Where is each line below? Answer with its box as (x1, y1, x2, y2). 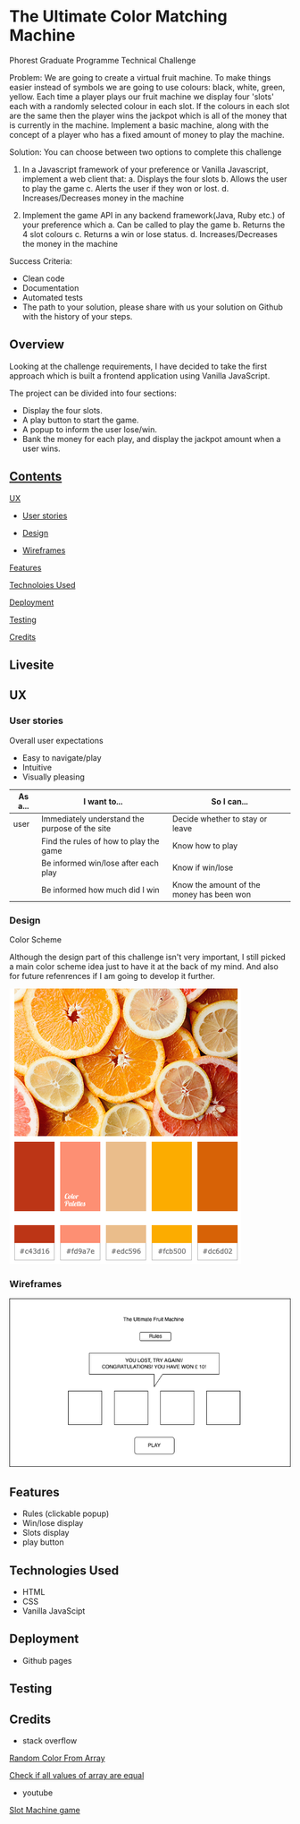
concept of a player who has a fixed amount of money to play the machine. (9, 129, 285, 140)
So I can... (211, 796, 248, 806)
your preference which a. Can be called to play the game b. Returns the (21, 219, 286, 230)
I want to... (83, 796, 123, 806)
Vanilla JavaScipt (21, 1606, 86, 1616)
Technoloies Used (9, 579, 76, 590)
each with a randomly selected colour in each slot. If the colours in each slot (9, 100, 290, 111)
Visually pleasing (21, 771, 85, 782)
